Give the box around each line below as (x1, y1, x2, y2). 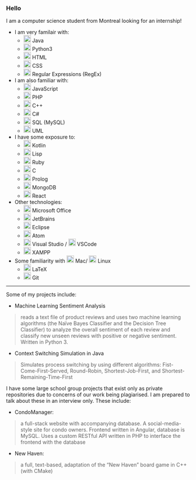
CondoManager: (14, 409, 54, 416)
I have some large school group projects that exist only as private (6, 385, 163, 392)
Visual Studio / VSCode (32, 241, 97, 248)
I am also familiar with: (14, 77, 69, 84)
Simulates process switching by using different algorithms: (20, 361, 162, 368)
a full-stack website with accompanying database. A (20, 420, 147, 427)
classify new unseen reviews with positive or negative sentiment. (20, 332, 177, 340)
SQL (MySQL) (32, 119, 65, 126)
